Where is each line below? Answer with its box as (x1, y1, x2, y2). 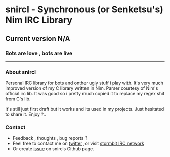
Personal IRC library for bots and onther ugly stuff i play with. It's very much (5, 80, 163, 86)
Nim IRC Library (5, 14, 72, 26)
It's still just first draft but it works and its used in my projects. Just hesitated (5, 106, 164, 112)
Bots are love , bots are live (5, 49, 73, 57)
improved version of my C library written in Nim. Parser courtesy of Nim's (5, 85, 158, 91)
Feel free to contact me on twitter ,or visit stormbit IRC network (12, 140, 144, 147)
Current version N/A (5, 34, 70, 43)
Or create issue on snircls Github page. (12, 146, 95, 152)
